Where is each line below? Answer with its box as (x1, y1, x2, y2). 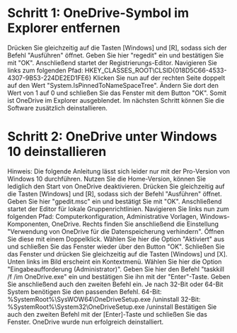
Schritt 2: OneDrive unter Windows (7, 129, 217, 145)
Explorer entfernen (7, 20, 120, 36)
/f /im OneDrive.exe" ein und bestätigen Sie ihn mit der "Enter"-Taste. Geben (7, 272, 231, 281)
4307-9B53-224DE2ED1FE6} (7, 73, 92, 82)
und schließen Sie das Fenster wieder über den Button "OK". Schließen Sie (7, 242, 225, 251)
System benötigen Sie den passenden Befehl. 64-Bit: (7, 287, 162, 295)
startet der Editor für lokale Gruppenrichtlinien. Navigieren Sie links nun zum (7, 204, 230, 213)
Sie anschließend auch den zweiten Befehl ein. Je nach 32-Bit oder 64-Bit (7, 280, 224, 288)
